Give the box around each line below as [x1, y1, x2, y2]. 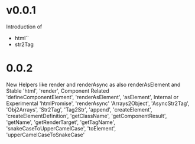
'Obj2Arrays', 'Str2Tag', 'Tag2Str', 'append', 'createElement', [6, 106, 152, 113]
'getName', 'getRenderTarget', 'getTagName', [6, 119, 116, 126]
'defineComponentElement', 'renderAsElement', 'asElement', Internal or [6, 93, 179, 100]
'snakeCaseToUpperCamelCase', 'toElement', [6, 125, 116, 132]
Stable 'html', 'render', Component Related [6, 87, 109, 94]
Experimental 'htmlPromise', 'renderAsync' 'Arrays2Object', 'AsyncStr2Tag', [6, 100, 190, 107]
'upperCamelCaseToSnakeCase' [6, 131, 85, 138]
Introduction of [6, 23, 43, 30]
